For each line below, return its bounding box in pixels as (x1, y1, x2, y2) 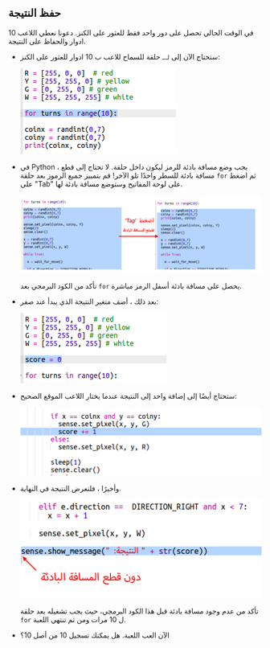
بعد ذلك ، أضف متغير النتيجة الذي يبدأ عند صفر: (19, 297, 159, 306)
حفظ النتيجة (8, 6, 62, 20)
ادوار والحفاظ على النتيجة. (8, 36, 86, 46)
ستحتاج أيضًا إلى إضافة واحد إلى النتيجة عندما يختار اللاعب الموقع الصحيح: (19, 392, 237, 401)
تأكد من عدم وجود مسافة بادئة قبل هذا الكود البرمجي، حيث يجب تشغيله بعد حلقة (19, 606, 259, 616)
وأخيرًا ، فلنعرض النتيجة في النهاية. (19, 483, 122, 493)
